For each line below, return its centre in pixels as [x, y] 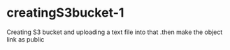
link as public [26, 39]
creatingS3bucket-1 [65, 13]
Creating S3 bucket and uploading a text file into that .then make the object [115, 32]
